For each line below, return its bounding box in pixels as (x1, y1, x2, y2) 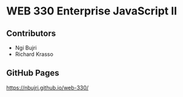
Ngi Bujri (15, 44, 37, 51)
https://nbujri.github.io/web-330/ (6, 84, 89, 91)
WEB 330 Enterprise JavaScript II (6, 4, 178, 18)
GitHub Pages (6, 68, 59, 78)
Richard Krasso (15, 51, 53, 58)
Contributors (6, 28, 56, 39)
